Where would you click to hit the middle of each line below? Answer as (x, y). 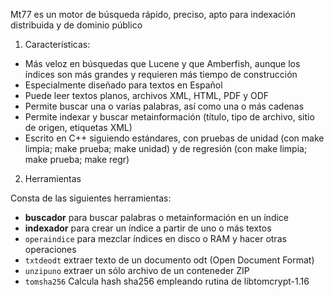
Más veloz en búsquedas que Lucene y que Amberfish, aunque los (162, 63)
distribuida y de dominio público (76, 25)
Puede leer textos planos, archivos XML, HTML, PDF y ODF (147, 95)
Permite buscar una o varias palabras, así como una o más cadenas (164, 106)
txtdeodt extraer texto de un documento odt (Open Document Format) (169, 260)
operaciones (50, 249)
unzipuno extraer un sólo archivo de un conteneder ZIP (137, 270)
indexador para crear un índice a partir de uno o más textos (148, 228)
